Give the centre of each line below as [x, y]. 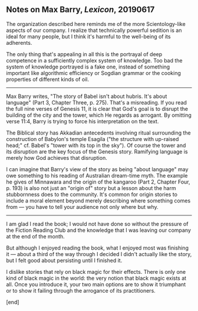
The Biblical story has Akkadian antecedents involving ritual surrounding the [98, 133]
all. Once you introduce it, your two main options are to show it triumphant [96, 284]
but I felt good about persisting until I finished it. [64, 260]
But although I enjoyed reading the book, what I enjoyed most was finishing [97, 248]
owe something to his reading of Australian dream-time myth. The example [97, 175]
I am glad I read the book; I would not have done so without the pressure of [97, 224]
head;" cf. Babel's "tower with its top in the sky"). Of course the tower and [96, 145]
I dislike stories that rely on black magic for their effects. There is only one [96, 271]
